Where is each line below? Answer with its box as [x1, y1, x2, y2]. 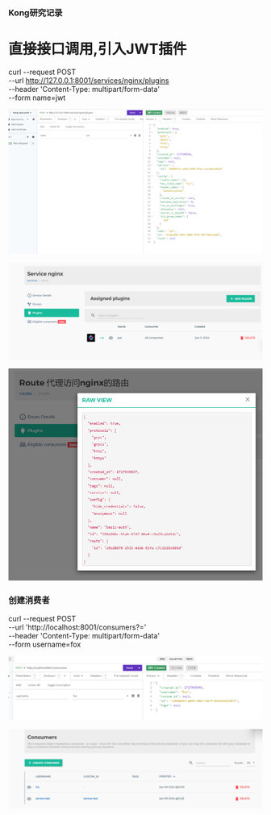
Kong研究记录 [8, 6, 63, 18]
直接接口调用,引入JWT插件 [8, 40, 187, 58]
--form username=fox [8, 639, 81, 649]
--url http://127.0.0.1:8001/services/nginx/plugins [8, 75, 169, 85]
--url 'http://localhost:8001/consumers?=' [8, 622, 147, 632]
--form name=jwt [8, 93, 66, 102]
